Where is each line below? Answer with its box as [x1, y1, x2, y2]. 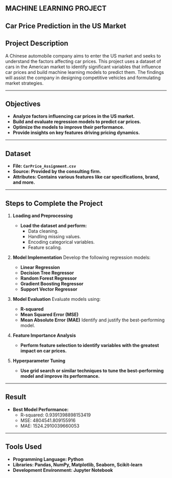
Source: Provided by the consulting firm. [12, 168, 101, 175]
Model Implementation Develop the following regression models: [12, 254, 151, 261]
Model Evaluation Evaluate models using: [12, 296, 101, 302]
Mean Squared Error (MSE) [20, 312, 79, 318]
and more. [12, 179, 35, 185]
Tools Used [5, 443, 42, 451]
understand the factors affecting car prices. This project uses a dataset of [5, 58, 161, 64]
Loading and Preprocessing [12, 213, 73, 219]
